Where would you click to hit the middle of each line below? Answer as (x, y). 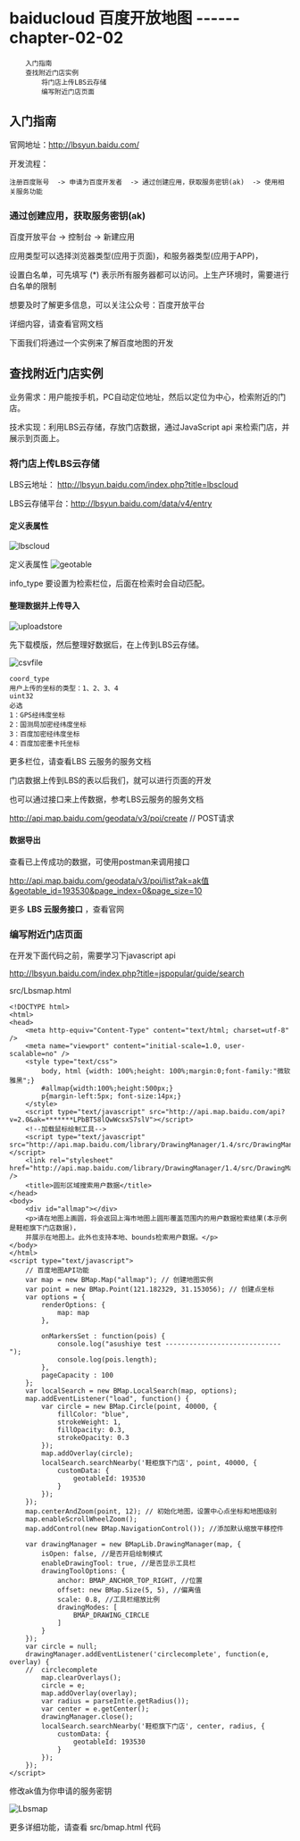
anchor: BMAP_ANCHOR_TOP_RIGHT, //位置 (129, 1581)
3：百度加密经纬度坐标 (45, 734)
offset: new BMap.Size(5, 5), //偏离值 (129, 1590)
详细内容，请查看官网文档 (56, 324)
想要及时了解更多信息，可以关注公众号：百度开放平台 (107, 305)
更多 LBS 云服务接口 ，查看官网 (67, 909)
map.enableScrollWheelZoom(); (82, 1520)
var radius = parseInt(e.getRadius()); (116, 1702)
